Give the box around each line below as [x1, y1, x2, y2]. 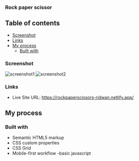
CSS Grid [12, 145, 31, 151]
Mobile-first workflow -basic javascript [12, 150, 91, 156]
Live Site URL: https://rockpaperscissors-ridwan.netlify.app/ [12, 95, 134, 101]
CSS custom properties [12, 140, 60, 146]
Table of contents [5, 19, 60, 27]
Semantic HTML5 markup [12, 134, 64, 141]
